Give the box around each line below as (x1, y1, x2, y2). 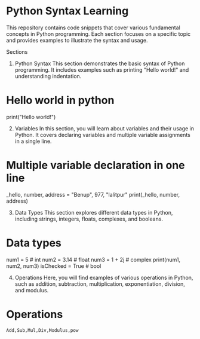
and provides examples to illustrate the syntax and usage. (6, 36, 148, 44)
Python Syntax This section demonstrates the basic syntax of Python (14, 60, 185, 67)
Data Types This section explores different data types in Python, (14, 209, 173, 216)
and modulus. (14, 286, 49, 294)
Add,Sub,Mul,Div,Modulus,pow (6, 327, 79, 333)
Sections (6, 48, 28, 55)
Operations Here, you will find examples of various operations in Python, (14, 274, 193, 281)
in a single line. (14, 138, 52, 145)
